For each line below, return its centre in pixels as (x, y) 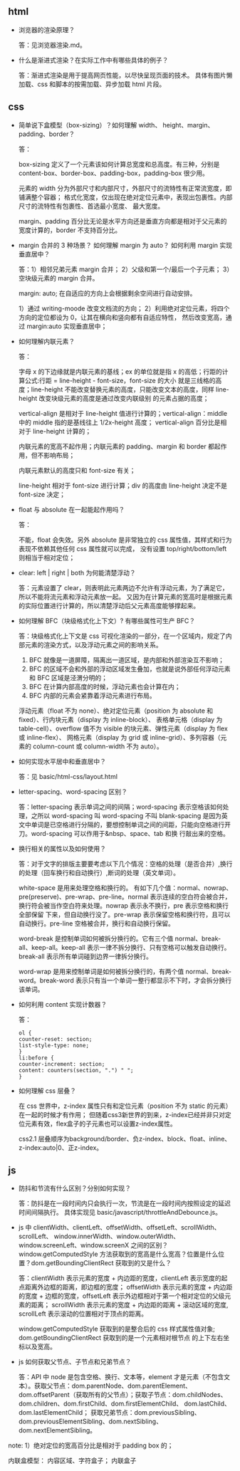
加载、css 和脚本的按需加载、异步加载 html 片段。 (92, 84)
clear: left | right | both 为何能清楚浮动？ (77, 572)
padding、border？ (47, 134)
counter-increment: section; (62, 1064)
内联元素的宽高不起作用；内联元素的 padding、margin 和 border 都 (116, 446)
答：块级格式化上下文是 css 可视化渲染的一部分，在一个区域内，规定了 (122, 636)
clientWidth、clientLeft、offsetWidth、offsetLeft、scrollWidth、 (127, 1227)
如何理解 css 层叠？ (47, 1090)
